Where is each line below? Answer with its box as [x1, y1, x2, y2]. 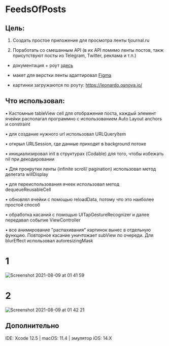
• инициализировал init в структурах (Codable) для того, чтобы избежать [5, 150, 164, 156]
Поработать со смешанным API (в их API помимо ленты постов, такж [12, 47, 164, 53]
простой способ [5, 202, 41, 208]
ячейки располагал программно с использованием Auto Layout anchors [5, 115, 162, 121]
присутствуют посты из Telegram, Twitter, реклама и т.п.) [12, 52, 137, 58]
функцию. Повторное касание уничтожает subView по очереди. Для [5, 232, 154, 238]
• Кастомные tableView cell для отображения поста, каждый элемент [5, 110, 156, 116]
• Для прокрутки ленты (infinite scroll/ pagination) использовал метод [5, 166, 156, 172]
